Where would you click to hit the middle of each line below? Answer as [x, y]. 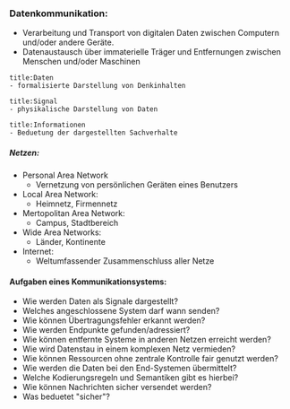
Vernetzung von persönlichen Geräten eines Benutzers [137, 185]
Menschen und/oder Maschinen [81, 62]
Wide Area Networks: [62, 232]
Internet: [38, 252]
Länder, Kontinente [70, 242]
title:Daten [31, 78]
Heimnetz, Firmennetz [77, 204]
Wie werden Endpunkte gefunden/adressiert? [106, 330]
